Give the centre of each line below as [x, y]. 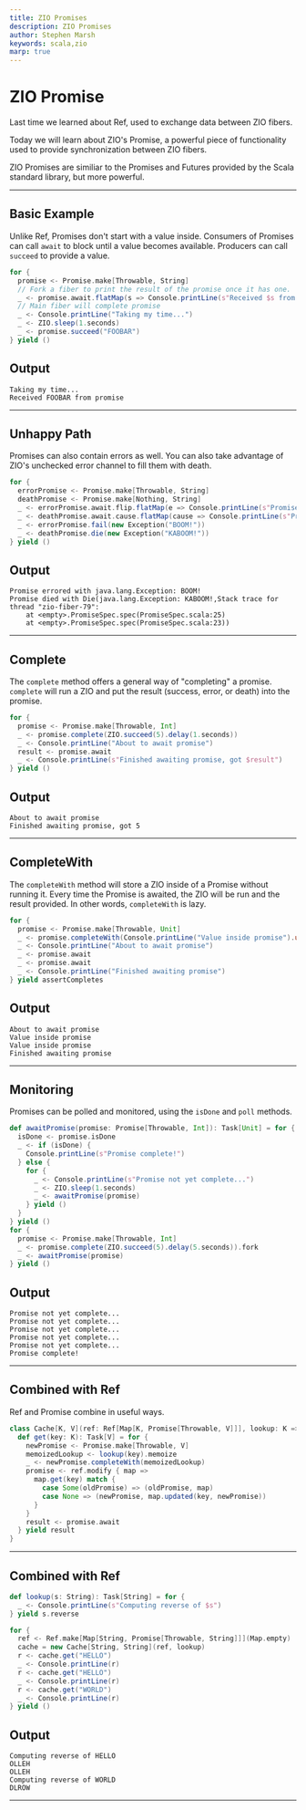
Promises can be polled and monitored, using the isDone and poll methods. [151, 1112]
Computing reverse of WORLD [63, 1780]
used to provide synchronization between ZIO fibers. [108, 150]
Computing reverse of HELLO [63, 1756]
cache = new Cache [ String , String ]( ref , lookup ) [112, 1648]
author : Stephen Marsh [52, 35]
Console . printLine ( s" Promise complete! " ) [105, 1154]
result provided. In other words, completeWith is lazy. [108, 903]
